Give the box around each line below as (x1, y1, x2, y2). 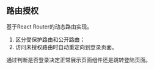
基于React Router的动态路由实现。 (6, 23, 93, 30)
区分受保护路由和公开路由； (15, 36, 86, 43)
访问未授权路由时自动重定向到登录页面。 (15, 43, 117, 50)
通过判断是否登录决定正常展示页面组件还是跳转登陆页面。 (6, 56, 151, 64)
